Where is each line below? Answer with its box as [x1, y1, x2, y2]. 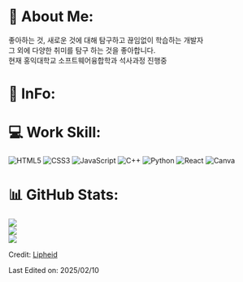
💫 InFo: [8, 85, 56, 103]
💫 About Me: [8, 7, 94, 26]
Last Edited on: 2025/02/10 [8, 266, 100, 275]
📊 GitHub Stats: [8, 186, 119, 204]
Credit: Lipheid [8, 249, 59, 259]
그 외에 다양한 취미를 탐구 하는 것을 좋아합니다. [8, 45, 156, 55]
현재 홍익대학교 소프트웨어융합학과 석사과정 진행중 [8, 55, 167, 65]
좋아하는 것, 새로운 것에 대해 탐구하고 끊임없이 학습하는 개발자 [8, 35, 204, 45]
